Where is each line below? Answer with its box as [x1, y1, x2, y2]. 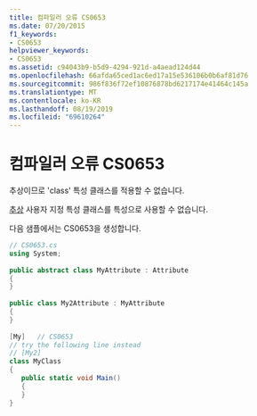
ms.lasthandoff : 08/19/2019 [9, 104, 114, 113]
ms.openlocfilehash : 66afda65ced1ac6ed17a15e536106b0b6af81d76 [9, 71, 249, 80]
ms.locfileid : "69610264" [9, 112, 105, 121]
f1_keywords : [9, 29, 58, 38]
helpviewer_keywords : [9, 46, 90, 55]
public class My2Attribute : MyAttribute [9, 299, 165, 308]
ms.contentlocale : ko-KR [9, 96, 101, 105]
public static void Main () [20, 374, 122, 383]
